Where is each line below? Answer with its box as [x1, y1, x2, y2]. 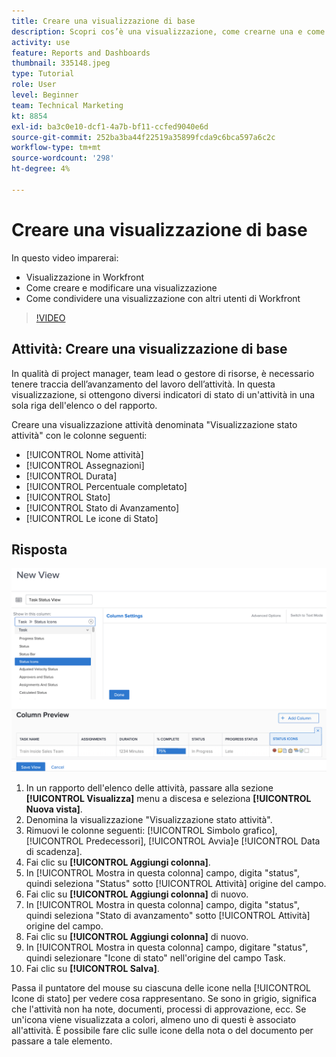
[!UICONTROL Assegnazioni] [25, 459, 145, 471]
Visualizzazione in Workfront [25, 271, 145, 283]
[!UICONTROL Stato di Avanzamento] [25, 501, 180, 514]
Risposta [11, 541, 68, 558]
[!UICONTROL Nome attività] [25, 448, 144, 460]
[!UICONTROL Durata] [25, 470, 118, 482]
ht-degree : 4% [11, 164, 71, 174]
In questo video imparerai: [11, 251, 119, 264]
